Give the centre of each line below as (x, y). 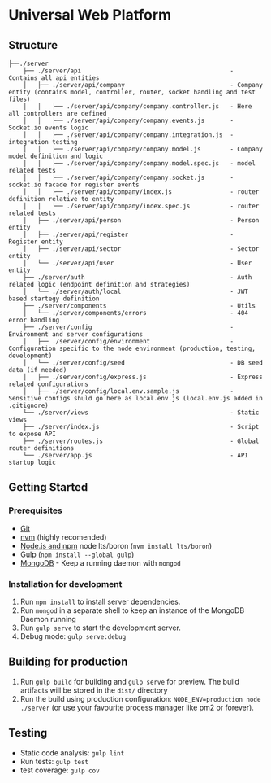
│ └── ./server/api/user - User (138, 263)
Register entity (36, 242)
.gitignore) (28, 405)
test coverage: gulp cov (60, 770)
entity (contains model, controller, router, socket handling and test (132, 92)
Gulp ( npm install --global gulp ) (77, 554)
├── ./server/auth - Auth (138, 278)
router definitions (41, 448)
